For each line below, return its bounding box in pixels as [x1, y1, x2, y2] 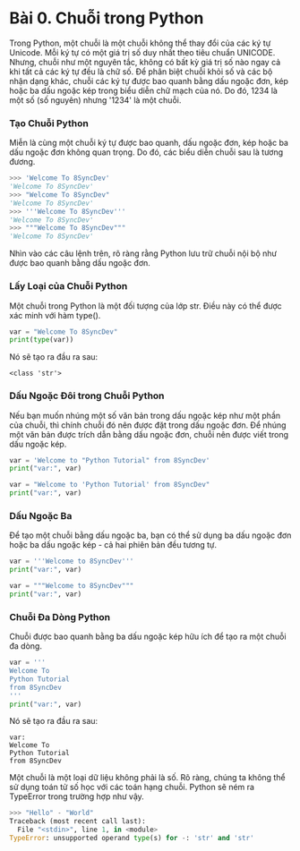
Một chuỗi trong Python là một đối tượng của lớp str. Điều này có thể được [9, 300, 282, 311]
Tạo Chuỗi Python [9, 116, 90, 129]
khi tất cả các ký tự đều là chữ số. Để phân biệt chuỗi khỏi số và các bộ [9, 66, 273, 77]
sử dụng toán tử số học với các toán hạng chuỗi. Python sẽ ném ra [9, 782, 255, 793]
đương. [9, 157, 36, 167]
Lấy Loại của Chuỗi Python [9, 280, 128, 293]
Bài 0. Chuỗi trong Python [9, 8, 204, 29]
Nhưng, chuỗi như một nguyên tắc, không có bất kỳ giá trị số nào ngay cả [9, 56, 281, 67]
